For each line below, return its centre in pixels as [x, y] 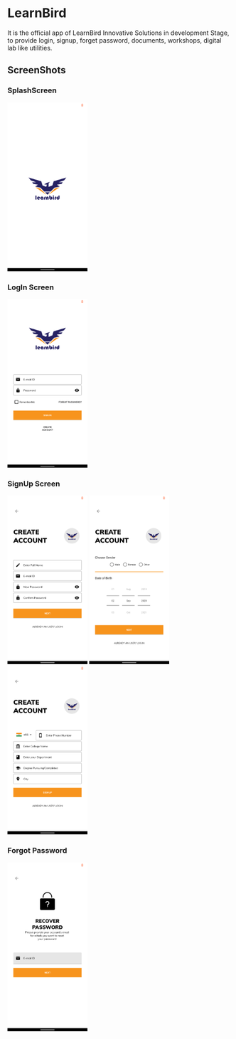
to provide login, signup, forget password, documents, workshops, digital [114, 40]
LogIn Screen [31, 287]
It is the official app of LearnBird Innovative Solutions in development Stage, [118, 33]
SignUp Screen [34, 484]
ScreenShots [37, 70]
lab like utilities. [30, 48]
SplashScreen [32, 90]
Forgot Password [37, 851]
